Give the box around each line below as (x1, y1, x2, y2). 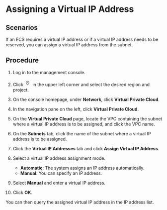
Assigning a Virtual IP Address (5, 3, 134, 15)
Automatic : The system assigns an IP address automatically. (20, 165, 145, 171)
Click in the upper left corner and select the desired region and (12, 81, 150, 88)
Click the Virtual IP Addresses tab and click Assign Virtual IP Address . (12, 145, 160, 151)
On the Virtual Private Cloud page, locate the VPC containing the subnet (12, 115, 163, 121)
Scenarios (5, 23, 38, 32)
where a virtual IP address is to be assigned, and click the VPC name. (12, 121, 156, 127)
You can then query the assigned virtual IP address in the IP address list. (5, 199, 154, 205)
